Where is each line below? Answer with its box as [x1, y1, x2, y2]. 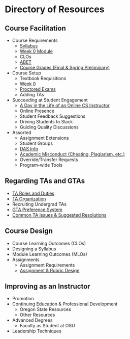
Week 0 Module [19, 48, 53, 54]
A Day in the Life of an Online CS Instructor [19, 102, 110, 108]
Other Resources [19, 312, 55, 318]
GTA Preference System [12, 206, 63, 213]
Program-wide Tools [19, 162, 63, 168]
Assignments [12, 256, 40, 263]
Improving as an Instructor [5, 282, 90, 291]
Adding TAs [19, 92, 44, 97]
